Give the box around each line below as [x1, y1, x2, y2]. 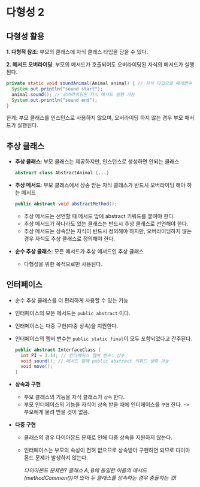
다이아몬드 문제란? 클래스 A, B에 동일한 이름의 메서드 [23, 467, 147, 474]
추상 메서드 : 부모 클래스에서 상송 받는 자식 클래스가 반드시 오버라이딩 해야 [14, 182, 186, 189]
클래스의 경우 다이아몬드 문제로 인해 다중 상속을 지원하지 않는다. [23, 434, 172, 441]
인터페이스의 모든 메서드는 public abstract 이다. [14, 309, 131, 316]
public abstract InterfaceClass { [14, 347, 101, 353]
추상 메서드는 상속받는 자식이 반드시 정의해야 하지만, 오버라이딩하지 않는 [23, 227, 192, 234]
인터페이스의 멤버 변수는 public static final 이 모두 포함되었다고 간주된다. [14, 335, 193, 342]
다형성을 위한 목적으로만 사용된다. [23, 260, 103, 267]
